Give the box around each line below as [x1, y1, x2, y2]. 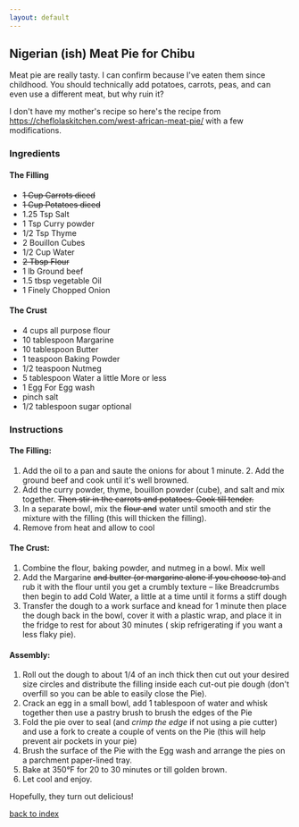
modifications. [9, 125, 62, 136]
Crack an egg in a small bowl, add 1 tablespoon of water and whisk [21, 698, 268, 709]
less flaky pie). [21, 629, 77, 640]
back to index [9, 808, 60, 819]
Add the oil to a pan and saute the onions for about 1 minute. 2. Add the [21, 465, 285, 476]
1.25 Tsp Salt [21, 208, 70, 219]
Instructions [9, 423, 64, 435]
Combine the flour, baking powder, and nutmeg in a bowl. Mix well [21, 562, 266, 573]
